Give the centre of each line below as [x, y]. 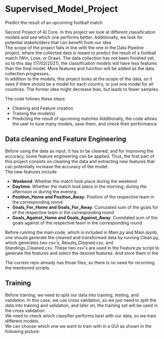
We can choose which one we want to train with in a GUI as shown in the [78, 326]
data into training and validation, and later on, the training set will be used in [82, 305]
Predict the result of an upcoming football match [54, 23]
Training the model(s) [34, 113]
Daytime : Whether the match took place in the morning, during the [79, 186]
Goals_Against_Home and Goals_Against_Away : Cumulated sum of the [85, 217]
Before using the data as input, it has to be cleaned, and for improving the [79, 151]
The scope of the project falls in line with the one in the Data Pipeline [74, 47]
